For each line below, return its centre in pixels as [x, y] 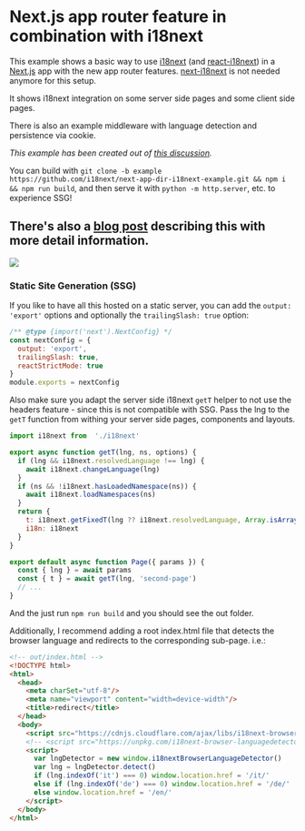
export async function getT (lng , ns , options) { [103, 452]
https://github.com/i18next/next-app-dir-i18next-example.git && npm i [148, 179]
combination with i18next [107, 36]
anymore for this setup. [53, 80]
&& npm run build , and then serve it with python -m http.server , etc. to [143, 187]
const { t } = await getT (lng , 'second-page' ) [107, 579]
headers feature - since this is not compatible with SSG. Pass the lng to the [150, 410]
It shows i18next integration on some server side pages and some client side [152, 98]
